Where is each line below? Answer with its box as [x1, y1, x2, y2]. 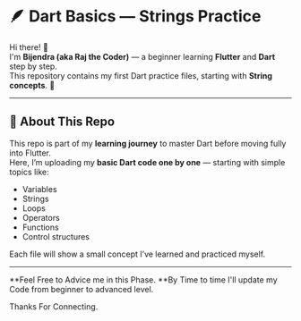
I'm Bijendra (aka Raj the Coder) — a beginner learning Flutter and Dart [9, 51, 276, 62]
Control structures [21, 231, 90, 241]
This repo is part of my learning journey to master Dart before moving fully [9, 138, 287, 148]
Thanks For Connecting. [9, 300, 99, 312]
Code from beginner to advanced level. [9, 283, 154, 294]
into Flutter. [9, 148, 51, 158]
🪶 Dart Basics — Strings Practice [9, 6, 262, 27]
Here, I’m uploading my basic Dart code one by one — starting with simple [9, 156, 286, 167]
